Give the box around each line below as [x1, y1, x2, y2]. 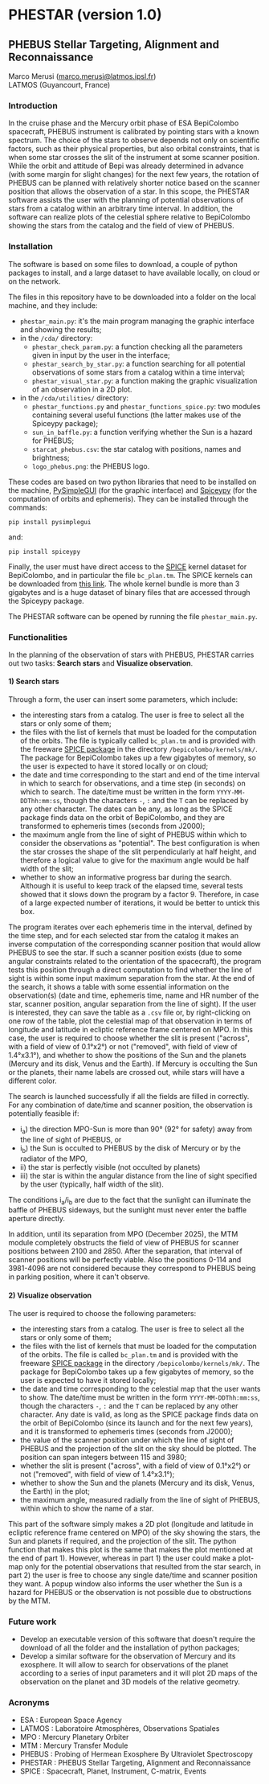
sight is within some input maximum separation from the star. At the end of [8, 974, 255, 983]
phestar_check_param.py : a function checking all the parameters [31, 342, 243, 351]
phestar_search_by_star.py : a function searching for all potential [31, 359, 246, 368]
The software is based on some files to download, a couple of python [8, 259, 238, 269]
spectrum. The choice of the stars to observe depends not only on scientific [8, 135, 260, 146]
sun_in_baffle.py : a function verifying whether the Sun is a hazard [31, 427, 253, 437]
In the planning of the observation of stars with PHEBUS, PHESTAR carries [8, 650, 255, 659]
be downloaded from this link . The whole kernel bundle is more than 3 [8, 579, 240, 589]
